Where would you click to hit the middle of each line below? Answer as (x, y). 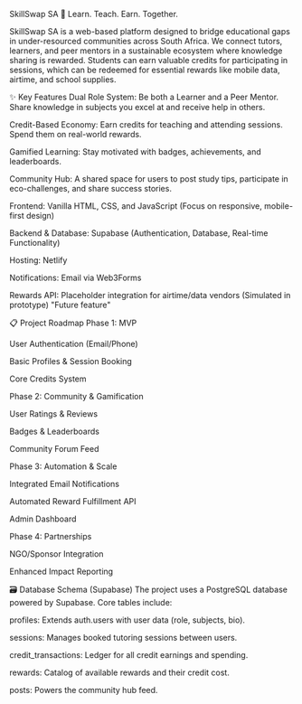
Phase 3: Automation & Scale (63, 466)
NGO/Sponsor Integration (57, 554)
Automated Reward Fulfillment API (73, 501)
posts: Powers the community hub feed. (84, 690)
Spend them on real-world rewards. (75, 134)
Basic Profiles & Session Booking (71, 361)
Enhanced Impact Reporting (61, 571)
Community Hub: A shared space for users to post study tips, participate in (149, 179)
